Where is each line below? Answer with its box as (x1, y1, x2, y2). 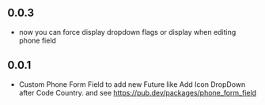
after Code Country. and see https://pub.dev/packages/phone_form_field (18, 88, 257, 97)
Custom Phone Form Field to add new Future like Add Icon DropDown (18, 79, 246, 89)
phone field (18, 36, 57, 45)
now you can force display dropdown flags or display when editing (18, 27, 237, 36)
